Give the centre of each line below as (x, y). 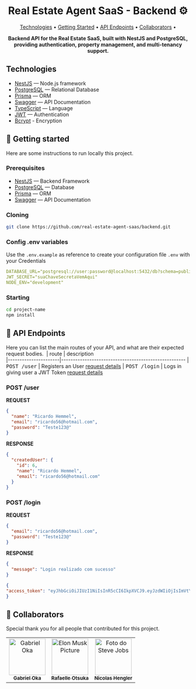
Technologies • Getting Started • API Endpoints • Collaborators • (98, 27)
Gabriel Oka (27, 678)
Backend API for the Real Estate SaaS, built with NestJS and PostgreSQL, (98, 38)
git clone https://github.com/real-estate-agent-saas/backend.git (88, 227)
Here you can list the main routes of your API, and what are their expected (95, 347)
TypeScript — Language (43, 108)
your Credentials (26, 261)
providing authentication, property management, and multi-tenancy (98, 44)
